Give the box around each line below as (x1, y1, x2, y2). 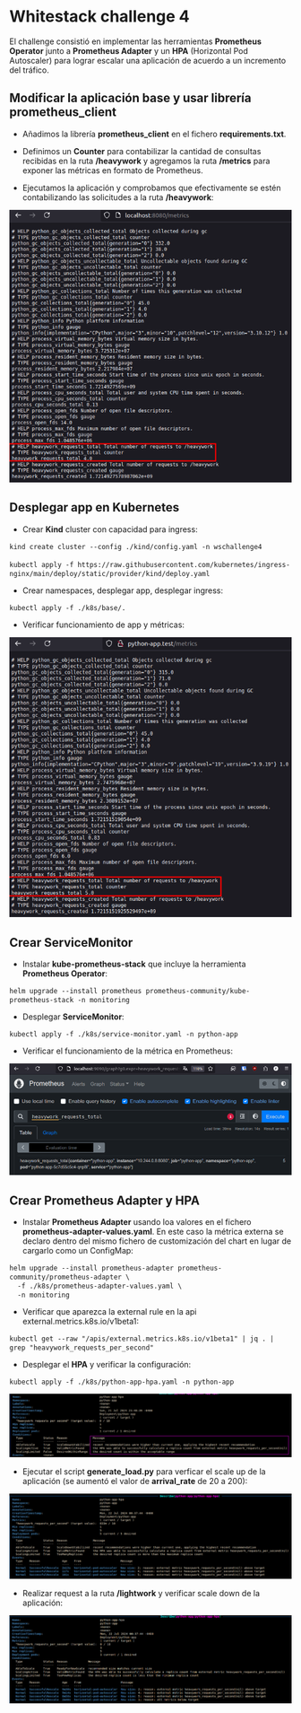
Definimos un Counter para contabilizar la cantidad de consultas (21, 145, 262, 156)
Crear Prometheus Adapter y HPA (9, 1193, 200, 1208)
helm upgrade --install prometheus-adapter (9, 1263, 175, 1273)
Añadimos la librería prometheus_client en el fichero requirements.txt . (21, 128, 287, 139)
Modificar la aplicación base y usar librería (9, 91, 253, 106)
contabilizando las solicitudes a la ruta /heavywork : (21, 191, 214, 203)
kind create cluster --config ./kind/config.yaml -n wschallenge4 (9, 542, 262, 551)
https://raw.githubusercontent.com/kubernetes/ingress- (77, 560, 291, 569)
